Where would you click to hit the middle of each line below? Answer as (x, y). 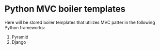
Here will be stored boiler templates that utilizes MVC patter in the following (80, 22)
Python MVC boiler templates (65, 9)
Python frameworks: (25, 27)
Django (19, 42)
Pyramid (20, 37)
